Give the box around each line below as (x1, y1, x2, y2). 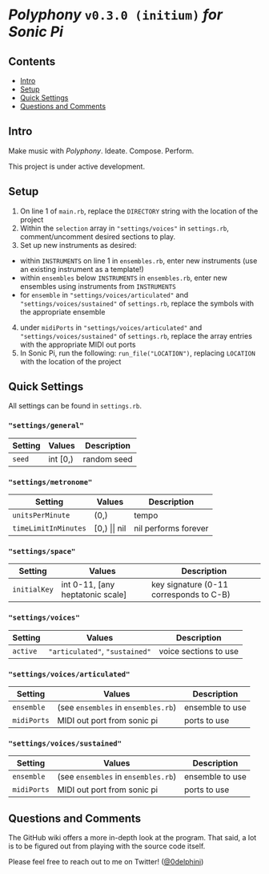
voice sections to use (159, 645, 239, 657)
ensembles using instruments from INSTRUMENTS (19, 281, 176, 291)
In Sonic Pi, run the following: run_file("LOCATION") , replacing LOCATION (19, 348, 256, 358)
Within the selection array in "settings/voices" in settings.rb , (19, 223, 230, 233)
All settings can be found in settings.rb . (8, 401, 143, 411)
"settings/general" (8, 421, 84, 430)
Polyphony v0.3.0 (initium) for (8, 6, 223, 24)
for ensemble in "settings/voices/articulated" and (19, 290, 189, 299)
